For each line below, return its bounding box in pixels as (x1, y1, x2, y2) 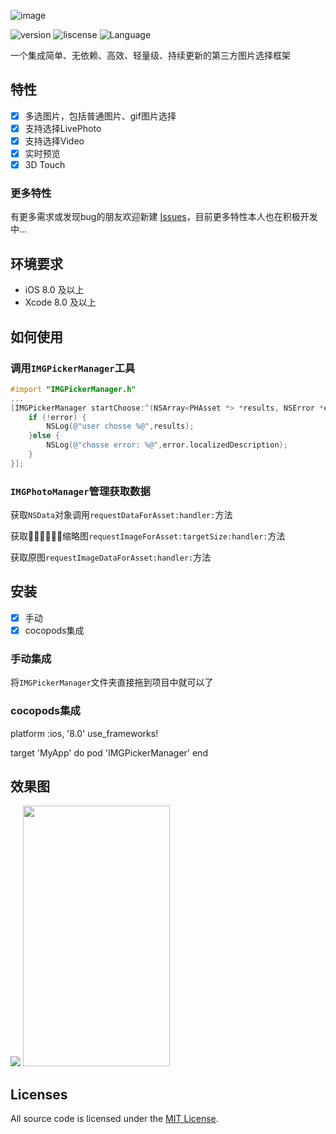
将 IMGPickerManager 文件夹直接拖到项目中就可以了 (10, 676, 214, 689)
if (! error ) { (28, 412, 87, 422)
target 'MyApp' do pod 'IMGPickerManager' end (10, 746, 208, 759)
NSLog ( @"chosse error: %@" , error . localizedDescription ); (46, 440, 288, 450)
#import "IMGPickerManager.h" (10, 384, 137, 394)
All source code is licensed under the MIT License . (10, 1113, 219, 1125)
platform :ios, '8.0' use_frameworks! (10, 727, 159, 739)
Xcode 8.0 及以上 (24, 296, 97, 309)
